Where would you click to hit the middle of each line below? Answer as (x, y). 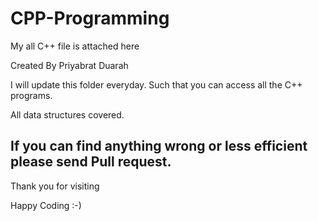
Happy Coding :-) (46, 205)
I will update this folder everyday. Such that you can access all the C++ (156, 84)
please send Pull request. (91, 162)
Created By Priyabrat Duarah (69, 65)
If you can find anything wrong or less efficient (159, 146)
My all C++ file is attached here (75, 46)
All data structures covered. (67, 114)
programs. (31, 95)
